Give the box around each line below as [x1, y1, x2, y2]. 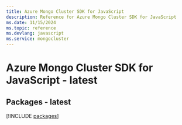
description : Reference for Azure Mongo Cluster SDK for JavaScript [6, 14, 177, 20]
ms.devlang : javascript [6, 31, 64, 36]
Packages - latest [6, 97, 71, 107]
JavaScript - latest [6, 74, 98, 87]
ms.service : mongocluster [6, 36, 69, 42]
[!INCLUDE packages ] [6, 113, 59, 119]
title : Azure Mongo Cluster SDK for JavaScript [6, 8, 125, 15]
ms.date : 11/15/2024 [6, 19, 57, 25]
